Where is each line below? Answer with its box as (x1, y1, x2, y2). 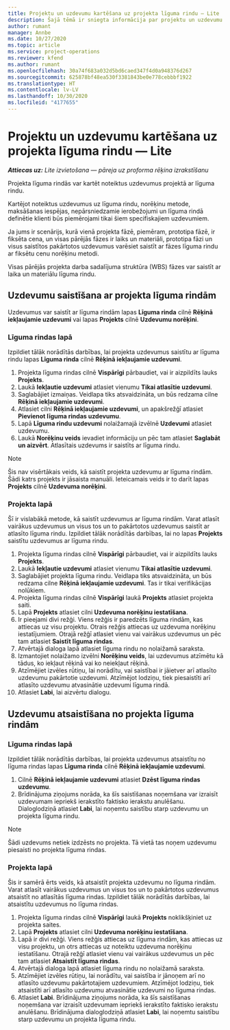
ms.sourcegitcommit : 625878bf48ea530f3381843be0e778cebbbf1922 (8, 73, 192, 81)
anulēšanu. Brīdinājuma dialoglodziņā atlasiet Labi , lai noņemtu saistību (17, 1008, 220, 1016)
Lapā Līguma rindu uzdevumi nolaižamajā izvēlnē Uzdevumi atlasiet (17, 419, 212, 427)
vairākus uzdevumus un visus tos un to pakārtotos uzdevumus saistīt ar (8, 522, 210, 531)
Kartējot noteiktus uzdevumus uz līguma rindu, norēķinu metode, (8, 199, 191, 208)
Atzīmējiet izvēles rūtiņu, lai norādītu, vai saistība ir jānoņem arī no (17, 972, 205, 980)
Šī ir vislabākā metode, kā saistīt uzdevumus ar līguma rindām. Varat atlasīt (8, 515, 220, 523)
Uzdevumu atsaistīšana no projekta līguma (8, 708, 194, 720)
